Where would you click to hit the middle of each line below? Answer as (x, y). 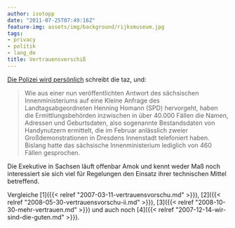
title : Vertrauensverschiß (47, 60)
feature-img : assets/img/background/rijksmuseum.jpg (86, 27)
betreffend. (23, 181)
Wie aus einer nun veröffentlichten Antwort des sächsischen (112, 93)
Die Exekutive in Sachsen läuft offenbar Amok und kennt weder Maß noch (114, 166)
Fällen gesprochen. (52, 152)
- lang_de (22, 53)
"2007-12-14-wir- (201, 209)
